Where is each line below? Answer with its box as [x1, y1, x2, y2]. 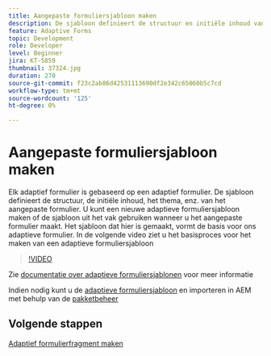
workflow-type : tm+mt [8, 86, 81, 95]
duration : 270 [8, 72, 56, 80]
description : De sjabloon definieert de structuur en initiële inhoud [8, 19, 251, 27]
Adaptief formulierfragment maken [8, 338, 123, 348]
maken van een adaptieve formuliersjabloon [8, 238, 154, 248]
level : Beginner [8, 49, 63, 57]
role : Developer [8, 42, 63, 50]
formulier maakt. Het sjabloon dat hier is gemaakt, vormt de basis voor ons [8, 221, 256, 231]
